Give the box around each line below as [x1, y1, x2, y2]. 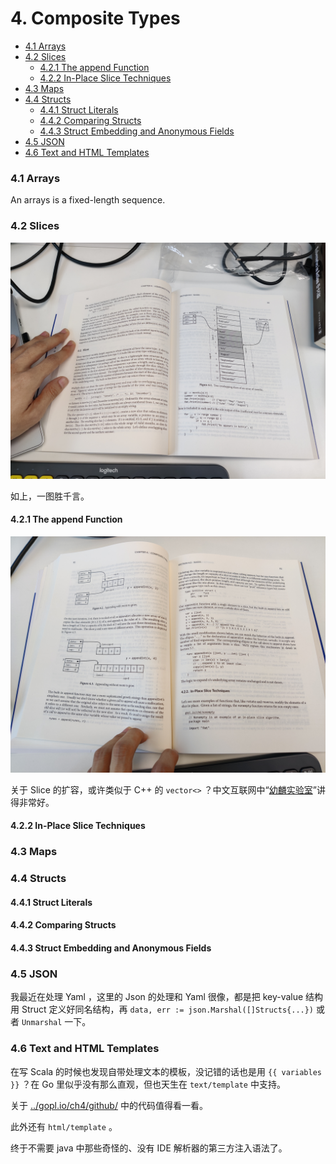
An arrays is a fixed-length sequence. [10, 194, 166, 206]
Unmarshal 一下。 [21, 1016, 92, 1028]
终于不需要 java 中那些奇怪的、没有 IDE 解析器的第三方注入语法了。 [10, 1142, 288, 1154]
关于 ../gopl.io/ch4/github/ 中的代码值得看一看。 [10, 1099, 208, 1111]
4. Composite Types [10, 7, 181, 30]
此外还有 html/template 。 [10, 1120, 118, 1132]
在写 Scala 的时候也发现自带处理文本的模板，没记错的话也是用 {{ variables [10, 1065, 322, 1077]
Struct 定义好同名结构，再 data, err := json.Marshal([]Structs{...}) [21, 1003, 315, 1016]
